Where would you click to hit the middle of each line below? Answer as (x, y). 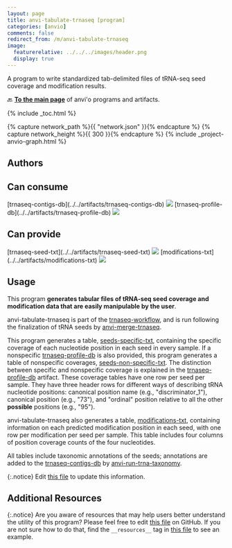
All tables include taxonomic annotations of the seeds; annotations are (107, 456)
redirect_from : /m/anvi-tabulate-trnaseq (68, 40)
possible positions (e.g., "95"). (51, 406)
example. (20, 537)
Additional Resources (54, 498)
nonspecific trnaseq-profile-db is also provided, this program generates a (112, 355)
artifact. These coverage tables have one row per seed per (121, 377)
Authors (25, 163)
